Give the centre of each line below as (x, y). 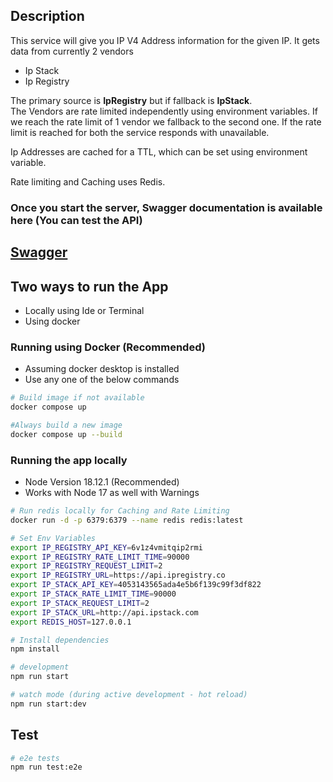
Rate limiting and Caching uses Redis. (88, 181)
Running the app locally (69, 460)
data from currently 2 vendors (72, 51)
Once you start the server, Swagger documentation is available (166, 207)
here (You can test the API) (76, 220)
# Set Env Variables (53, 538)
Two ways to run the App (89, 286)
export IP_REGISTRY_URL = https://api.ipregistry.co (118, 575)
